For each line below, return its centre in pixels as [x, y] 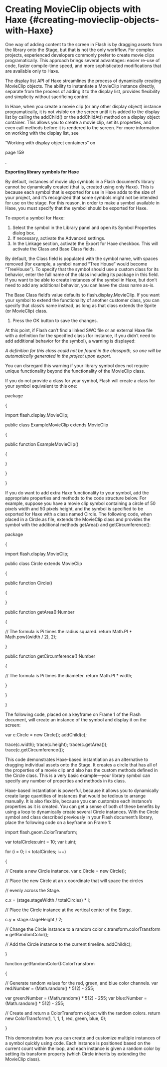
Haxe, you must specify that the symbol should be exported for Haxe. [77, 208]
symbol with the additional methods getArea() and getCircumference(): [78, 524]
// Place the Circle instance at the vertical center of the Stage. [69, 910]
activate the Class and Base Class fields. [54, 248]
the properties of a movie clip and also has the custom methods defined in [82, 770]
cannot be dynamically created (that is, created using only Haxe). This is [80, 187]
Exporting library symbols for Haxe [42, 172]
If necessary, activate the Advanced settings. [59, 238]
